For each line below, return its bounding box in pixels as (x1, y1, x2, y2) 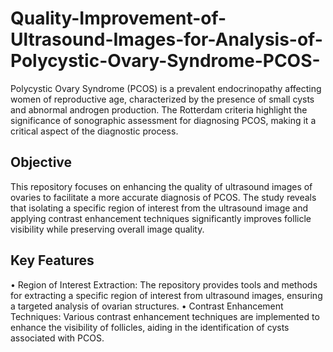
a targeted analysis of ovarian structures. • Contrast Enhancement (10, 300, 284, 312)
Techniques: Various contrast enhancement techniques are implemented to (10, 310, 320, 322)
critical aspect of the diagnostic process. (10, 125, 179, 137)
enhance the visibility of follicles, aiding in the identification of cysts (10, 321, 290, 333)
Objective (10, 154, 73, 171)
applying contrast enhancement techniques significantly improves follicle (10, 212, 312, 224)
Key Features (10, 252, 95, 269)
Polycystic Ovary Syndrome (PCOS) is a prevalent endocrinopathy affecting (10, 82, 322, 94)
